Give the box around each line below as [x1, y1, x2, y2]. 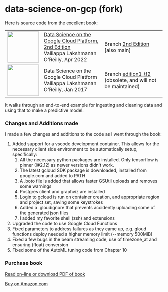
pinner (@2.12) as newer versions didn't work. [19, 162, 114, 168]
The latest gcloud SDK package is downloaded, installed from [19, 167, 147, 173]
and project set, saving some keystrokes [19, 199, 103, 205]
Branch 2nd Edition [104, 40, 150, 47]
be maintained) [104, 83, 140, 90]
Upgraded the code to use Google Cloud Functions [12, 221, 117, 227]
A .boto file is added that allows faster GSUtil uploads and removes [19, 178, 158, 184]
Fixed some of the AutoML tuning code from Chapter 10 [12, 247, 127, 253]
